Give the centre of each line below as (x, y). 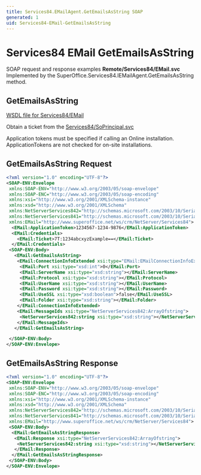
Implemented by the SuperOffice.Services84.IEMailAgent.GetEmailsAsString (100, 76)
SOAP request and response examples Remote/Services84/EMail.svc (93, 69)
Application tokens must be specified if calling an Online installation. (90, 139)
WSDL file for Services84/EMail (45, 115)
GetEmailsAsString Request (59, 163)
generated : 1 (22, 17)
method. (16, 82)
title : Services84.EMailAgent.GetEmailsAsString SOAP (75, 12)
